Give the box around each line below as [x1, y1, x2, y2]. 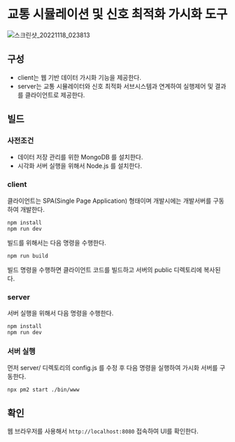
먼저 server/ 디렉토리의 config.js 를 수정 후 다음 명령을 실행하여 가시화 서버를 [7, 364, 218, 372]
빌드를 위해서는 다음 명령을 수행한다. [7, 238, 106, 247]
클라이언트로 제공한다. [24, 90, 85, 99]
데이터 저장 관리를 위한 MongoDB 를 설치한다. [17, 153, 143, 162]
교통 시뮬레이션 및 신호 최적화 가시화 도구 [7, 6, 228, 22]
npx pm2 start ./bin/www [7, 386, 80, 394]
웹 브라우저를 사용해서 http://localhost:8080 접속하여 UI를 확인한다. [7, 427, 199, 436]
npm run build [7, 252, 49, 259]
